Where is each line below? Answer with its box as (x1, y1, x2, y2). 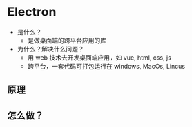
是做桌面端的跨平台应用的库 (27, 36, 107, 45)
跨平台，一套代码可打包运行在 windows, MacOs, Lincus (27, 62, 185, 70)
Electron (7, 4, 57, 20)
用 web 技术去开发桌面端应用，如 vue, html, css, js (27, 53, 171, 62)
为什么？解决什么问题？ (17, 45, 84, 53)
